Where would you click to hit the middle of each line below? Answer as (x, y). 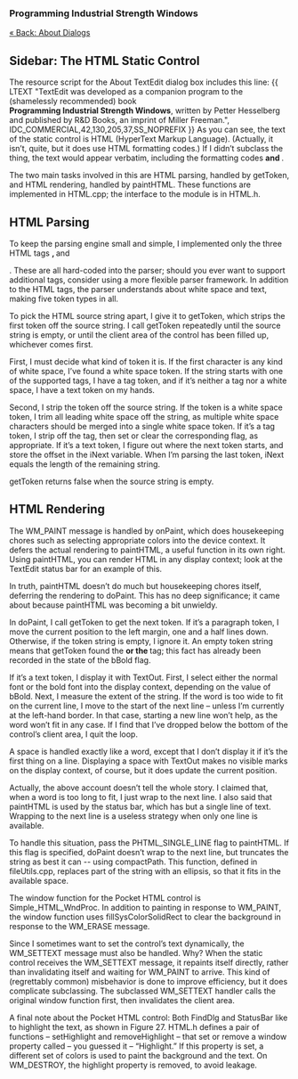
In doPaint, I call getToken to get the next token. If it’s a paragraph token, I (144, 622)
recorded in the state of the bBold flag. (80, 660)
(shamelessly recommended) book (73, 102)
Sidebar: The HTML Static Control (105, 61)
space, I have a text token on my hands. (82, 389)
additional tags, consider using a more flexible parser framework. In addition (149, 280)
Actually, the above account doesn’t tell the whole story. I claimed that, (139, 788)
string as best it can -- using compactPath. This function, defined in (133, 862)
